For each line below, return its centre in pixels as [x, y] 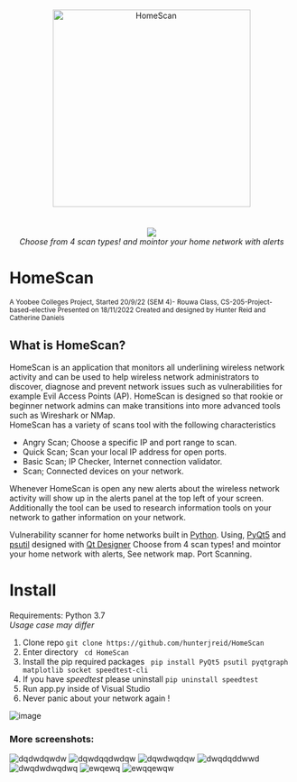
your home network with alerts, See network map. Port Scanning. [131, 554]
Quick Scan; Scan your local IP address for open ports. [125, 452]
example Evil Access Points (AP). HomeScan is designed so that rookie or [146, 396]
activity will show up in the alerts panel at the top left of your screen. [137, 498]
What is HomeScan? [68, 346]
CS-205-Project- [246, 302]
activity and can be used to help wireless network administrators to [135, 377]
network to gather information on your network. [98, 517]
